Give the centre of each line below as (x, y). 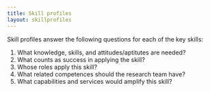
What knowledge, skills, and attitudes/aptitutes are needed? (101, 52)
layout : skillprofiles (39, 20)
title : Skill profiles (39, 13)
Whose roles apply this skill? (57, 67)
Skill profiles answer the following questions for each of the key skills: (105, 39)
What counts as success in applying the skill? (81, 59)
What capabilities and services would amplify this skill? (94, 81)
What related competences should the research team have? (101, 74)
